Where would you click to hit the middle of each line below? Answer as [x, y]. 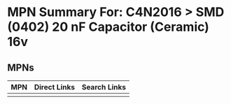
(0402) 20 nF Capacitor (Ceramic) [108, 27]
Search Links [104, 87]
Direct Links [55, 87]
